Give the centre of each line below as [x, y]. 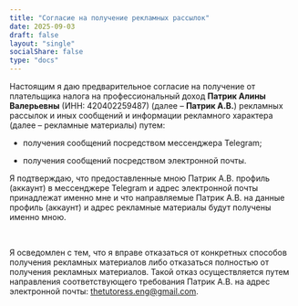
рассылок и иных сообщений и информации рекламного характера [141, 116]
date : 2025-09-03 [42, 26]
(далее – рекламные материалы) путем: [87, 125]
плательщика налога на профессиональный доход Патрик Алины [138, 96]
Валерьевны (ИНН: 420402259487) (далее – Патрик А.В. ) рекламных [147, 106]
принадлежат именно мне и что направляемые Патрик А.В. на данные [147, 198]
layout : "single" [42, 43]
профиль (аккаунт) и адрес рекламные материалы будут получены [140, 207]
